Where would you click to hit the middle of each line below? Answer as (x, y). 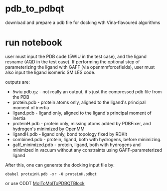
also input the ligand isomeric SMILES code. (50, 72)
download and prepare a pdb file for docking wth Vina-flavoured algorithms (83, 22)
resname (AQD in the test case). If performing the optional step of (73, 62)
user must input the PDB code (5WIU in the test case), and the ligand (76, 56)
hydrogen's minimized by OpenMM (48, 129)
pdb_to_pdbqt (35, 9)
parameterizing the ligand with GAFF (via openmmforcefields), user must (80, 67)
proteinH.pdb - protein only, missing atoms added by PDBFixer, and (82, 123)
